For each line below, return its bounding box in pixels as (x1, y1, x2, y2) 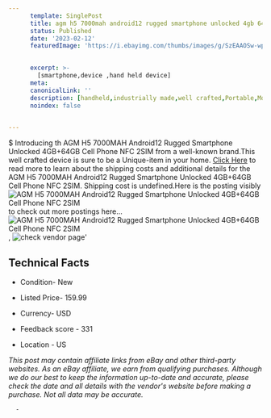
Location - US (19, 340, 67, 349)
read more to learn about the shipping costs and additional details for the (8, 164, 251, 173)
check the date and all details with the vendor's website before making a (8, 381, 252, 391)
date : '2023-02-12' (29, 34, 95, 43)
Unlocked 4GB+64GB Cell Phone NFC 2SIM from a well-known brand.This (8, 147, 256, 157)
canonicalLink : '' (29, 86, 92, 94)
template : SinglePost (29, 11, 103, 20)
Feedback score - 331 (19, 324, 93, 333)
